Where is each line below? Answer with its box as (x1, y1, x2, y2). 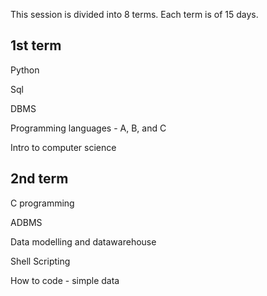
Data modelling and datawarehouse (10, 235, 157, 248)
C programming (10, 197, 75, 209)
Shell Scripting (10, 255, 71, 267)
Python (10, 64, 40, 76)
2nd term (10, 170, 69, 188)
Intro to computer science (10, 141, 117, 153)
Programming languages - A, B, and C (10, 122, 167, 134)
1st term (10, 37, 62, 54)
